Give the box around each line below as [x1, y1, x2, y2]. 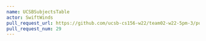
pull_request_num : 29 [6, 25, 62, 32]
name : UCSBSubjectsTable [6, 8, 70, 15]
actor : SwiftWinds [6, 14, 53, 20]
